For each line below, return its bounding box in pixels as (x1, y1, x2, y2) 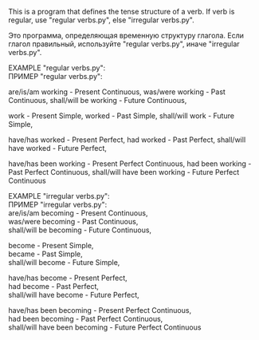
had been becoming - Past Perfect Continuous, (8, 314, 163, 323)
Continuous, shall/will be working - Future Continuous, (8, 96, 187, 105)
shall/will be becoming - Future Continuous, (8, 225, 152, 235)
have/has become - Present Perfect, (8, 273, 128, 283)
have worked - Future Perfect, (8, 144, 108, 152)
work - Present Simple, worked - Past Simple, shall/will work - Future (8, 111, 235, 121)
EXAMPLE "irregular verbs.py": (8, 192, 110, 200)
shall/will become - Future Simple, (8, 258, 120, 267)
